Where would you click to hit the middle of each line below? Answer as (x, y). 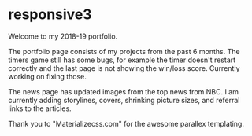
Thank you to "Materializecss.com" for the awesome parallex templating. (126, 123)
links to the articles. (40, 108)
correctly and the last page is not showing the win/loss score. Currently (124, 68)
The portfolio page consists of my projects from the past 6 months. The (124, 51)
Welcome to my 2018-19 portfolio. (63, 36)
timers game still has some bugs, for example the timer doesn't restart (122, 60)
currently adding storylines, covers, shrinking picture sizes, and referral (124, 100)
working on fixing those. (47, 76)
